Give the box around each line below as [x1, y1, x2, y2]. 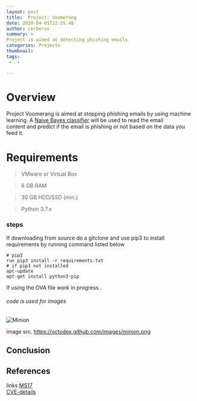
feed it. [6, 129, 24, 137]
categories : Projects [6, 43, 61, 49]
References [6, 365, 51, 376]
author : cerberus [6, 25, 50, 32]
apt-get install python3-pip [6, 273, 80, 279]
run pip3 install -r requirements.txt [6, 257, 104, 264]
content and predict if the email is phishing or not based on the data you [6, 123, 186, 130]
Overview [6, 90, 56, 104]
